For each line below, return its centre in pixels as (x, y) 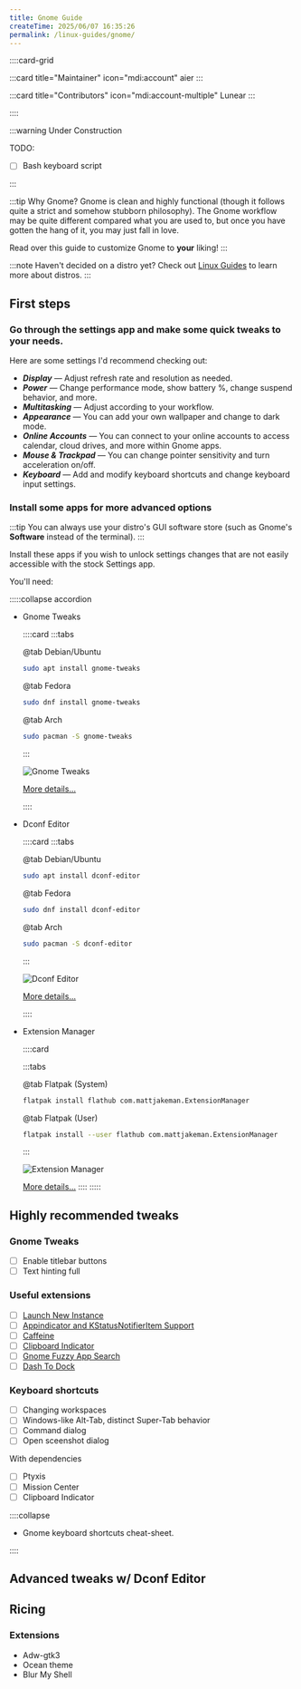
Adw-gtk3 (41, 1655)
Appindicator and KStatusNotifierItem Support (108, 1325)
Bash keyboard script (62, 166)
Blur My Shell (47, 1674)
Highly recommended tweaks (94, 1215)
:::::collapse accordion (51, 599)
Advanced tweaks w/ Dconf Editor (108, 1579)
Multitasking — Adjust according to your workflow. (118, 407)
